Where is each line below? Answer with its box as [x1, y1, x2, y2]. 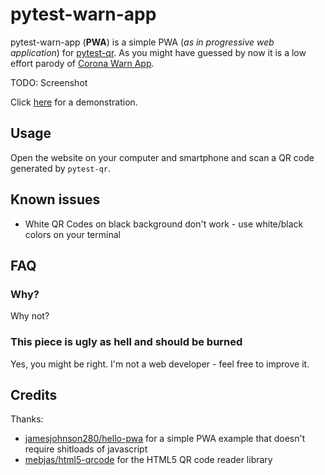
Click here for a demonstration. [10, 96, 138, 108]
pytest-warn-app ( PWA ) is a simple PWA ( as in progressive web [10, 36, 275, 48]
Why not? [10, 310, 50, 322]
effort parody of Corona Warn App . [10, 57, 155, 69]
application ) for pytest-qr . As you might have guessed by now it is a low [10, 46, 307, 58]
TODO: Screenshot [10, 76, 88, 88]
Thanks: [10, 413, 44, 425]
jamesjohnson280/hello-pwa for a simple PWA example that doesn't [24, 433, 306, 445]
